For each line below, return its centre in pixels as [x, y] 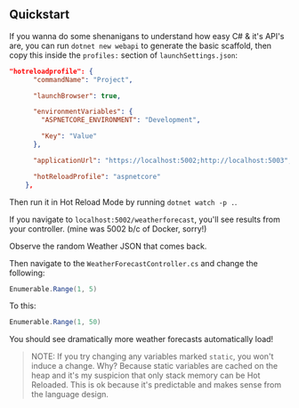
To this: [23, 306]
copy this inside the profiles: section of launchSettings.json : [124, 55]
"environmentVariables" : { [83, 112]
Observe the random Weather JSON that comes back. [108, 246]
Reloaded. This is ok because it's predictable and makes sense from [156, 385]
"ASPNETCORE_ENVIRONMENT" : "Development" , [121, 120]
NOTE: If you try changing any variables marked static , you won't [152, 356]
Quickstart [40, 15]
